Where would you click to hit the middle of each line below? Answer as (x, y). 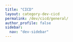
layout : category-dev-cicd (32, 14)
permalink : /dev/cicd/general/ (37, 18)
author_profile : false (28, 23)
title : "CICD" (19, 9)
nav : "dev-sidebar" (29, 32)
